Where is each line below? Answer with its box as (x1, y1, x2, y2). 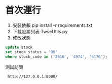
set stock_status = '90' (5, 49, 58, 54)
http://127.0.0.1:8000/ (7, 74, 58, 79)
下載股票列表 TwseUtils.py (12, 28, 68, 34)
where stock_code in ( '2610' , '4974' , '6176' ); (5, 54, 108, 59)
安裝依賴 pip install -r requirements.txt (12, 22, 93, 28)
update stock (5, 45, 33, 50)
